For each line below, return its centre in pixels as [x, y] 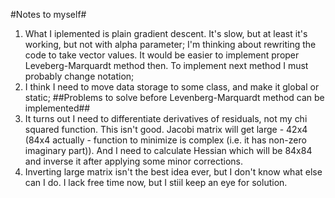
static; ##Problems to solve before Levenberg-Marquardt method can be [174, 97]
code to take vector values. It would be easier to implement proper [162, 55]
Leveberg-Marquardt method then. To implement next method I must [166, 65]
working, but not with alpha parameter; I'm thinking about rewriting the [170, 44]
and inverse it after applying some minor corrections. [134, 161]
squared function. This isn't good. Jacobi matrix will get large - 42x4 [166, 129]
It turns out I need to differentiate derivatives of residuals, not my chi [166, 118]
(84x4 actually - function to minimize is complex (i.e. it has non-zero [165, 140]
